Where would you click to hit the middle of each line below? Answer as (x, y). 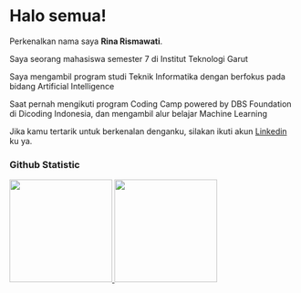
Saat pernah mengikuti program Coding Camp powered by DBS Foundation (150, 104)
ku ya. (21, 141)
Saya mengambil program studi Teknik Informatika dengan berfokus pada (147, 76)
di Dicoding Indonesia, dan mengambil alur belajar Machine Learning (138, 113)
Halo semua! (58, 16)
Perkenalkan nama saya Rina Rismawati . (86, 41)
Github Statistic (45, 164)
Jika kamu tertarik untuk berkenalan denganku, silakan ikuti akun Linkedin (148, 131)
